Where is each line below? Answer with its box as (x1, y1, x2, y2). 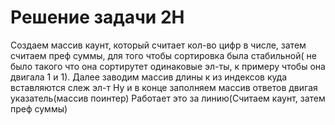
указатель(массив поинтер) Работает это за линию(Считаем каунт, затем (10, 92, 326, 104)
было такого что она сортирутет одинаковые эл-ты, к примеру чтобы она (10, 60, 326, 72)
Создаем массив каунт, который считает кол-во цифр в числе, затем (10, 39, 307, 51)
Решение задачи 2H (10, 6, 185, 29)
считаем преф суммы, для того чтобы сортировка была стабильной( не (10, 49, 317, 61)
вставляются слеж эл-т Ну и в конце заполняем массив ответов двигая (10, 81, 318, 93)
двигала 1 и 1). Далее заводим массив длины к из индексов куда (10, 71, 288, 83)
